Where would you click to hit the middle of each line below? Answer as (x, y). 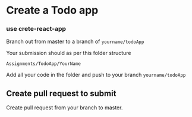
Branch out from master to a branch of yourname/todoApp (75, 41)
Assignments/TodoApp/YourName (44, 64)
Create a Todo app (52, 10)
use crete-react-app (36, 29)
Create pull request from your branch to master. (64, 108)
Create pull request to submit (61, 93)
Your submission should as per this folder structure (69, 53)
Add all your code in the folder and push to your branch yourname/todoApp (96, 75)
